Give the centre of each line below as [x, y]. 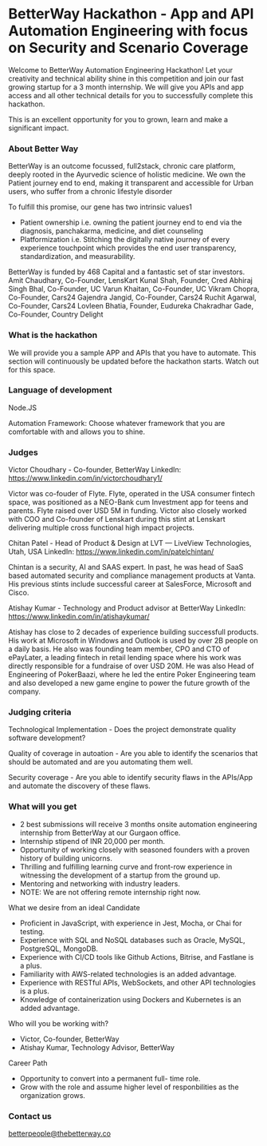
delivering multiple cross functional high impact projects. [102, 527]
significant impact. [39, 128]
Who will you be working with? [59, 1023]
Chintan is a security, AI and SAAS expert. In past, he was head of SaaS [126, 567]
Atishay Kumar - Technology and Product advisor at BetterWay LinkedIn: [127, 608]
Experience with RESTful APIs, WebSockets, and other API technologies [138, 982]
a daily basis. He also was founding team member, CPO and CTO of [119, 649]
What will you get [43, 806]
